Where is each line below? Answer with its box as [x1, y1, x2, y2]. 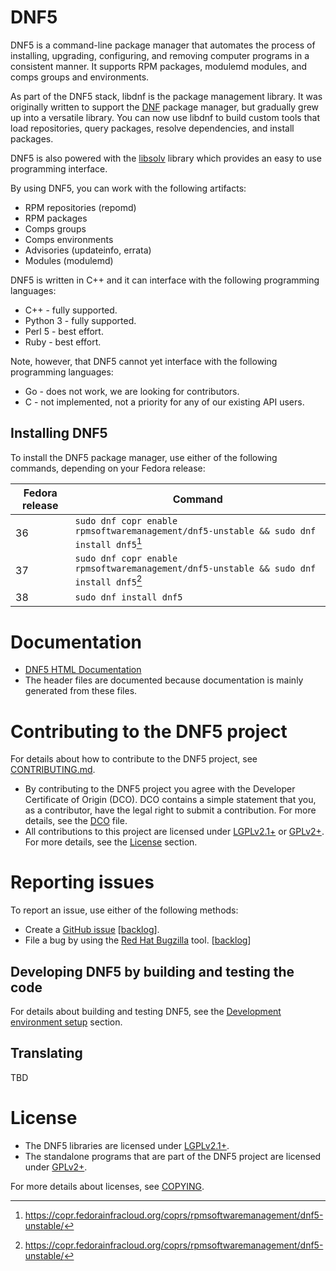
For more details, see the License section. [24, 836, 198, 848]
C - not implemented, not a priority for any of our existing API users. [24, 396, 305, 408]
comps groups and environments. [10, 71, 150, 83]
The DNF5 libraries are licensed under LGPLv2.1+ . [24, 1139, 230, 1151]
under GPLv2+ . [24, 1161, 88, 1173]
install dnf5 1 [74, 535, 143, 551]
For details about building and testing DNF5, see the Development [10, 1006, 282, 1018]
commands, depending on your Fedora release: [10, 462, 206, 474]
